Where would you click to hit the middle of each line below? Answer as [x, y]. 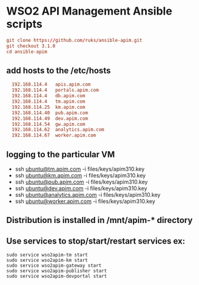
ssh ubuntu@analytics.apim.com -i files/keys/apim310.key [88, 194]
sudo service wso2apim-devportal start [57, 276]
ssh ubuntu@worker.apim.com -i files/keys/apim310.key [85, 201]
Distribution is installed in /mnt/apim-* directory [99, 220]
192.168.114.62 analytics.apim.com [58, 130]
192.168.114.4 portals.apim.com [55, 90]
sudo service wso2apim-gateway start [54, 266]
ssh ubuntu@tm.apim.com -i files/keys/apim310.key [80, 169]
